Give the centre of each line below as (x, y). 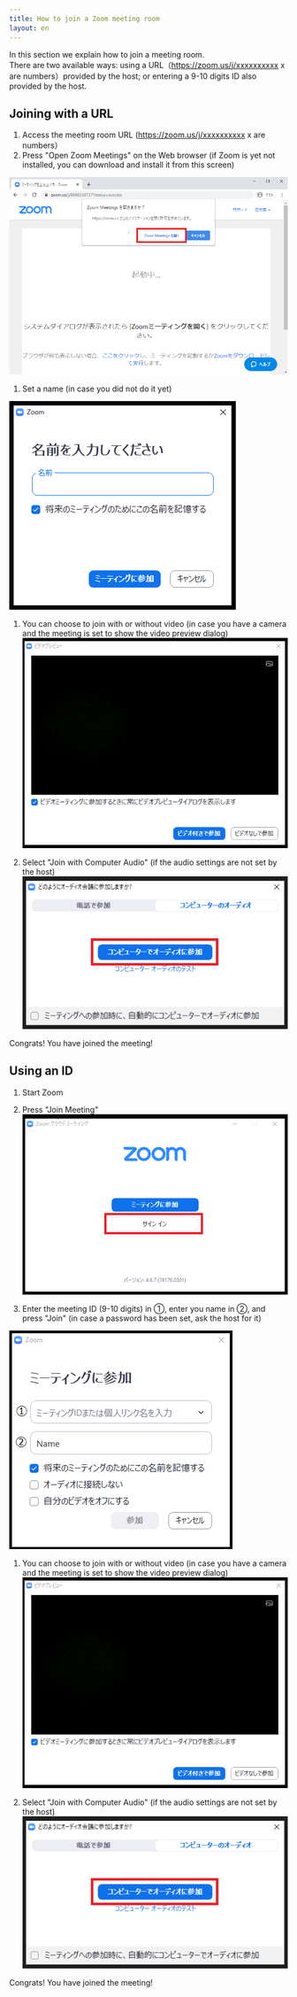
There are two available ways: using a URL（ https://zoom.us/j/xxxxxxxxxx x (147, 65)
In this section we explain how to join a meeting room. (107, 54)
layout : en (29, 28)
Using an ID (41, 1071)
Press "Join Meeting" (60, 1109)
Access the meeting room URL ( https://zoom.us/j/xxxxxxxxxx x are (144, 135)
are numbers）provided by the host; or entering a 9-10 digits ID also (133, 76)
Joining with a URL (61, 114)
